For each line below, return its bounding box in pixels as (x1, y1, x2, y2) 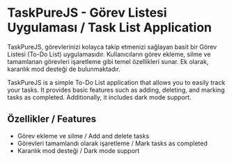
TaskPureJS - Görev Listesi (7, 5, 167, 21)
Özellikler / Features (7, 113, 97, 125)
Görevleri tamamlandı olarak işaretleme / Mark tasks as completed (17, 139, 208, 147)
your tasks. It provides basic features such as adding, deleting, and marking (7, 86, 225, 94)
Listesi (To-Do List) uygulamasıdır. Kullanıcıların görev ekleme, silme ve (7, 50, 211, 58)
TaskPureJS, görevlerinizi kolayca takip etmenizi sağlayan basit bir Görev (7, 42, 217, 51)
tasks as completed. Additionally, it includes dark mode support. (7, 92, 192, 102)
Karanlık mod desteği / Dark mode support (17, 146, 140, 154)
